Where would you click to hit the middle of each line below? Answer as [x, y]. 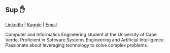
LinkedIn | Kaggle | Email [31, 24]
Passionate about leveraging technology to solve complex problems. [77, 45]
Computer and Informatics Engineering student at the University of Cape [81, 34]
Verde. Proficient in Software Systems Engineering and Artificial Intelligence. [85, 40]
